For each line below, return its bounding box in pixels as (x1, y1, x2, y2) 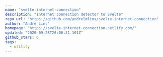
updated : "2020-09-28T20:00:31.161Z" (5, 30, 83, 35)
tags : (5, 40, 16, 45)
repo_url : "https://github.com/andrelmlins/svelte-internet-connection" (5, 16, 159, 21)
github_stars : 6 (5, 35, 39, 40)
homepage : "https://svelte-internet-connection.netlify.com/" (5, 26, 137, 31)
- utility (9, 44, 30, 49)
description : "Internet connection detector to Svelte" (5, 12, 123, 17)
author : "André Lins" (5, 21, 50, 26)
